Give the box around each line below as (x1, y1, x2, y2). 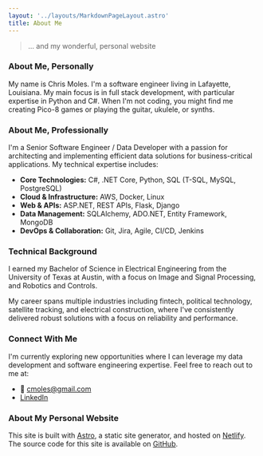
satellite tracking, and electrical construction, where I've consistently (8, 305, 234, 315)
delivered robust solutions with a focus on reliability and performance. (8, 313, 238, 323)
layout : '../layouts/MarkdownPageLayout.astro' (8, 11, 170, 20)
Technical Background (8, 246, 97, 257)
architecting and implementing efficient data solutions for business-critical (8, 151, 253, 161)
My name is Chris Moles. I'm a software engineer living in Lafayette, (8, 79, 231, 89)
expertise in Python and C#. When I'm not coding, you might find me (8, 96, 234, 105)
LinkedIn (19, 392, 49, 402)
